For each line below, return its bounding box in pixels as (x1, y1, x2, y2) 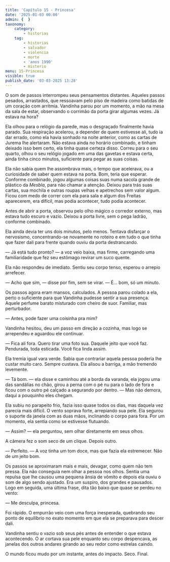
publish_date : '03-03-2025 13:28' (5, 78, 78, 83)
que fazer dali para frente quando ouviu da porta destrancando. (5, 239, 138, 245)
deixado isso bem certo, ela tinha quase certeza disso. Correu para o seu (5, 145, 158, 151)
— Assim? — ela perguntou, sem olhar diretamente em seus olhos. (5, 428, 144, 434)
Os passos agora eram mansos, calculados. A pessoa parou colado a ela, (5, 289, 158, 295)
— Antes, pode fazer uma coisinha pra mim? (5, 315, 98, 321)
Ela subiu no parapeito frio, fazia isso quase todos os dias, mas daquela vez (5, 402, 163, 408)
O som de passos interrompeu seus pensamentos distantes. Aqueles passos (5, 92, 165, 98)
